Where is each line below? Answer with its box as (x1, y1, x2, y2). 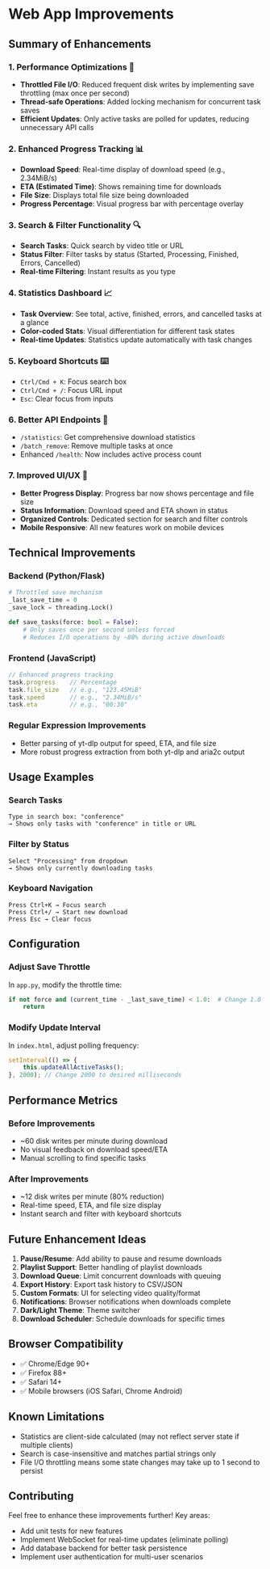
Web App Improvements (8, 5, 175, 23)
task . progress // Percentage (8, 678, 117, 686)
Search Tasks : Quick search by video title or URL (19, 241, 184, 251)
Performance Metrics (8, 1093, 118, 1107)
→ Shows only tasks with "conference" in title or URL (8, 820, 197, 829)
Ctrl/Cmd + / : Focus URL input (19, 386, 123, 395)
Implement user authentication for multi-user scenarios (19, 1552, 204, 1562)
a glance (19, 317, 49, 327)
